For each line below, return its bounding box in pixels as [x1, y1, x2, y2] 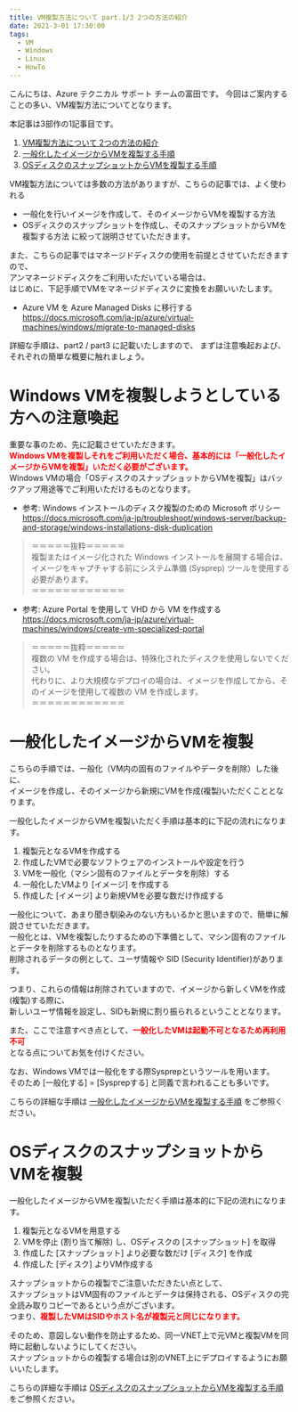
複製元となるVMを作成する [21, 845, 121, 856]
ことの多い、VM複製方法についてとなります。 [9, 99, 176, 110]
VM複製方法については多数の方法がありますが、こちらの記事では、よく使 [9, 178, 278, 189]
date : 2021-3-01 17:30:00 [9, 21, 105, 30]
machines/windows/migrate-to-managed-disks [21, 322, 196, 332]
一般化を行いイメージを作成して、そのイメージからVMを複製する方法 [21, 208, 276, 219]
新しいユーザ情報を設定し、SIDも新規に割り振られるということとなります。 [9, 1006, 286, 1016]
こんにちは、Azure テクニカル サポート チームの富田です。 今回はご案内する [9, 88, 288, 99]
